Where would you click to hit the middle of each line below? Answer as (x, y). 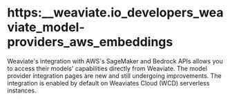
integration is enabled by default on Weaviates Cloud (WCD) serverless (108, 83)
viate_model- (46, 27)
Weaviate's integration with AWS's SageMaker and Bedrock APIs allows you (115, 61)
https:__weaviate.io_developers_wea (115, 13)
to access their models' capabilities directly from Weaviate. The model (107, 68)
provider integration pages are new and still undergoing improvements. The (115, 76)
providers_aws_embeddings (90, 42)
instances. (22, 90)
